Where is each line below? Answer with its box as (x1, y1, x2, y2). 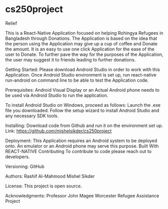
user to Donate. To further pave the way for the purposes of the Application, (5, 51, 163, 57)
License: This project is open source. (5, 183, 82, 189)
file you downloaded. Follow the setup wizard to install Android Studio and (5, 107, 159, 113)
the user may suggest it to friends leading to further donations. (5, 56, 136, 62)
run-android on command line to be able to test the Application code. (5, 77, 149, 83)
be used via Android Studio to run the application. (5, 92, 108, 98)
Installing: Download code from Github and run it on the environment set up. (5, 122, 163, 128)
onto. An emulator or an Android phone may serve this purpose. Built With (5, 143, 159, 149)
